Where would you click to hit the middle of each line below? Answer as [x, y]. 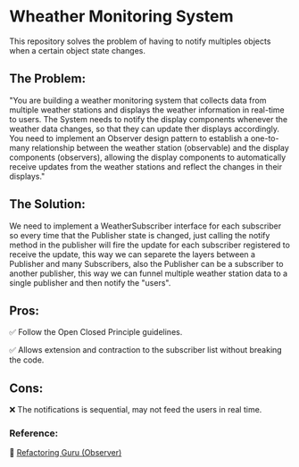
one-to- [265, 138]
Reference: [34, 433]
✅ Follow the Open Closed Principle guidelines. [96, 332]
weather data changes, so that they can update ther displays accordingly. [144, 129]
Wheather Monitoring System [121, 17]
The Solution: [48, 204]
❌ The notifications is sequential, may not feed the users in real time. [136, 410]
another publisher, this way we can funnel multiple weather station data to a [149, 273]
